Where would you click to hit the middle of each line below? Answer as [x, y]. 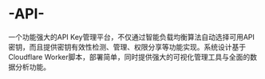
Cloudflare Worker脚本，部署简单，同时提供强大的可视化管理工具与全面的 [129, 57]
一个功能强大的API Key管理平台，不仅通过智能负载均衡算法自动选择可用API [132, 37]
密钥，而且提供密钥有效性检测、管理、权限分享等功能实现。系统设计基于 [127, 47]
